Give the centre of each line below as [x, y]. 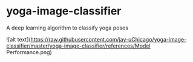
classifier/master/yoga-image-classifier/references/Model [78, 46]
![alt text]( [19, 39]
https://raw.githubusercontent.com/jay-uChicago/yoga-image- [109, 39]
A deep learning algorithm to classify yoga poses [67, 28]
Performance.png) [29, 52]
